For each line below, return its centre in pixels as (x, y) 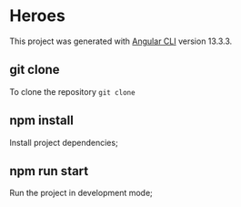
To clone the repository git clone (72, 91)
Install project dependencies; (64, 142)
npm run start (49, 171)
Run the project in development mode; (81, 193)
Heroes (37, 16)
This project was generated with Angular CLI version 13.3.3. (121, 41)
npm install (42, 121)
